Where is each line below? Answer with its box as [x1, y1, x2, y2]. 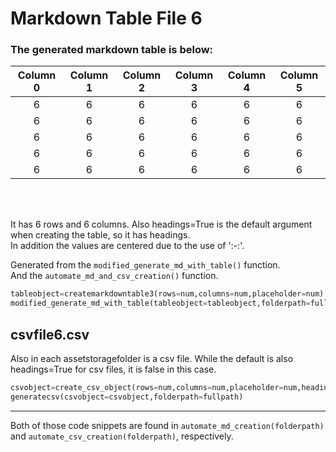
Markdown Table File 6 [10, 7, 203, 30]
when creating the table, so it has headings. [10, 229, 191, 241]
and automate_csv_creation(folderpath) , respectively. [10, 430, 234, 442]
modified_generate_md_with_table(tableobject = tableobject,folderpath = [10, 298, 311, 309]
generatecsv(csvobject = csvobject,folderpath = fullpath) [10, 392, 244, 402]
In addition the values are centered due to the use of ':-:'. [10, 240, 245, 252]
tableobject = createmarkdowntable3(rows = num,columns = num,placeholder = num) [10, 289, 325, 299]
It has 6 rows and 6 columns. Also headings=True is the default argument [10, 218, 313, 231]
